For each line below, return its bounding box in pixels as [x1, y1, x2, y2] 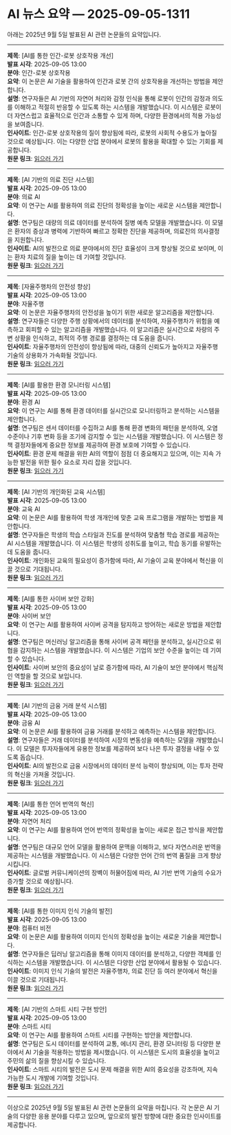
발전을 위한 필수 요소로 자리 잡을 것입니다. [19, 458, 132, 466]
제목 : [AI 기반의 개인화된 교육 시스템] [7, 487, 105, 495]
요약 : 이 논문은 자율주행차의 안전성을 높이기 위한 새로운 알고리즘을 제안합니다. [7, 308, 214, 316]
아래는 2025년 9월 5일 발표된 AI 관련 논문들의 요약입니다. [7, 30, 162, 38]
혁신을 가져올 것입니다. [14, 770, 76, 778]
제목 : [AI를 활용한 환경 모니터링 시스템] [7, 381, 111, 389]
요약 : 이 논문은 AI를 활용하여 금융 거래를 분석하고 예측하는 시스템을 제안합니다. [7, 727, 217, 735]
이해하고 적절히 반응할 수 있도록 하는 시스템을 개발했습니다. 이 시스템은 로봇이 [14, 102, 222, 111]
